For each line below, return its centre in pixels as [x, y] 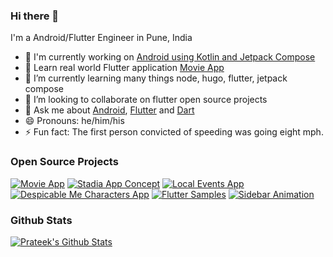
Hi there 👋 [35, 16]
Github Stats [41, 220]
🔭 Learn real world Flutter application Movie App [124, 68]
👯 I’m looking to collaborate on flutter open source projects [146, 100]
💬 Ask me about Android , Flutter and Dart [109, 110]
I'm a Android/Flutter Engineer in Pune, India [101, 38]
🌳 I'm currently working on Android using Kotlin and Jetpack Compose [170, 57]
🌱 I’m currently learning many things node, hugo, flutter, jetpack [156, 78]
